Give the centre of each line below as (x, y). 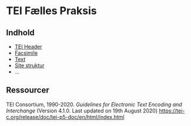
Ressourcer (28, 90)
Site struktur (30, 65)
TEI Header (28, 47)
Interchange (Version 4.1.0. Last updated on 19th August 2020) (82, 111)
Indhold (21, 33)
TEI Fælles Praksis (51, 11)
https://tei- (172, 111)
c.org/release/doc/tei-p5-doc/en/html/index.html (65, 117)
